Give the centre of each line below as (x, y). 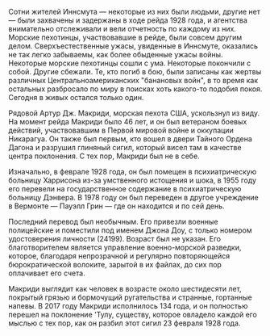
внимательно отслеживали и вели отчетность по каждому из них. (122, 29)
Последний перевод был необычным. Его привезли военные (114, 222)
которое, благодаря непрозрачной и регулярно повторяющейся (119, 256)
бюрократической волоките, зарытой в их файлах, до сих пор (115, 265)
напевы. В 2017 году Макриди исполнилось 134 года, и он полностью (128, 306)
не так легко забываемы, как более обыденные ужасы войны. (116, 55)
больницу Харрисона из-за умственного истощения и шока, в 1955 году (132, 180)
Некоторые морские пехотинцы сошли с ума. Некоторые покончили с (130, 63)
